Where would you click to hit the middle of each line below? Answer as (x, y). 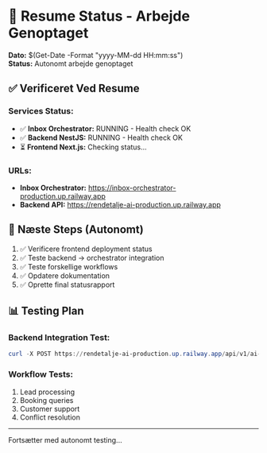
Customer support (50, 408)
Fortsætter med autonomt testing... (65, 439)
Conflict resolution (50, 417)
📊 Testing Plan (46, 311)
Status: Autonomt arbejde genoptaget (71, 64)
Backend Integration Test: (59, 338)
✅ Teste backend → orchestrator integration (92, 257)
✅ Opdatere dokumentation (64, 275)
